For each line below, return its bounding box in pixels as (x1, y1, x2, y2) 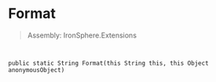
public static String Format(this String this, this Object (8, 59, 210, 67)
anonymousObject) (8, 66, 65, 74)
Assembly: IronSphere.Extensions (27, 30, 137, 40)
